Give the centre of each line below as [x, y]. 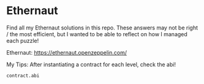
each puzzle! [23, 40]
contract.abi [23, 75]
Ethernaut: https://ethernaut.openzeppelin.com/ [67, 52]
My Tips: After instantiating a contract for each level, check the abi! [91, 64]
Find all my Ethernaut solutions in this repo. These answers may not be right [102, 28]
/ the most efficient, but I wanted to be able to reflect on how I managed [97, 34]
